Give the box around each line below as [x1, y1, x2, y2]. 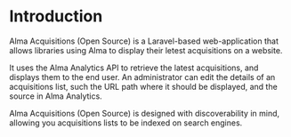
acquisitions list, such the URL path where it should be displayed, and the [9, 81, 278, 92]
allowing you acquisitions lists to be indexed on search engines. [9, 117, 243, 128]
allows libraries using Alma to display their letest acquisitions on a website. [9, 44, 283, 55]
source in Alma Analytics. [9, 91, 102, 101]
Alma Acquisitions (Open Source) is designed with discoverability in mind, [9, 108, 280, 118]
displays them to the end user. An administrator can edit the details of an [9, 71, 276, 82]
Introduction [9, 6, 103, 27]
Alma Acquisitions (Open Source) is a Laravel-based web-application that [9, 36, 279, 46]
